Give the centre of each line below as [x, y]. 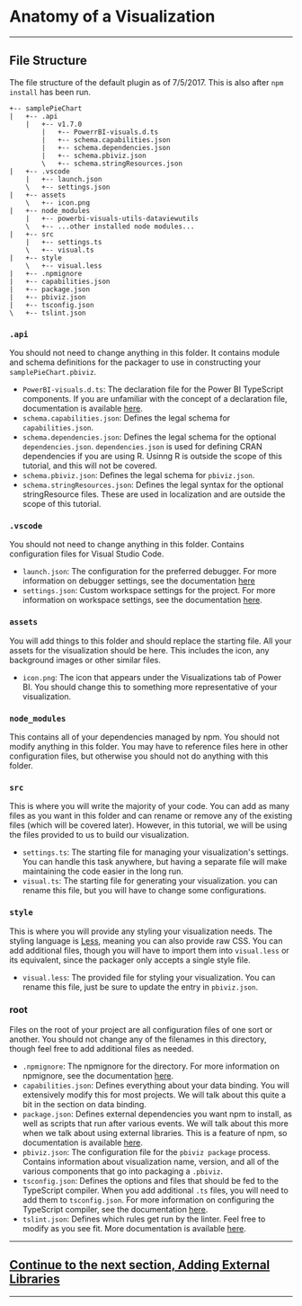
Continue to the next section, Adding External [140, 1265]
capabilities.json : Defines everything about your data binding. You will [155, 1085]
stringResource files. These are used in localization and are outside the [154, 494]
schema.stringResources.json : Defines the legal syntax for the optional [153, 485]
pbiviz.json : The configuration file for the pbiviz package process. [147, 1151]
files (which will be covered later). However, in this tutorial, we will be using [148, 825]
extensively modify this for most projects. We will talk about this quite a [154, 1095]
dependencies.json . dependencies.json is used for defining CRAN [142, 447]
